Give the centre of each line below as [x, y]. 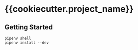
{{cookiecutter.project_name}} [69, 9]
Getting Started [29, 27]
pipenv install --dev [27, 43]
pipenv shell [18, 38]
